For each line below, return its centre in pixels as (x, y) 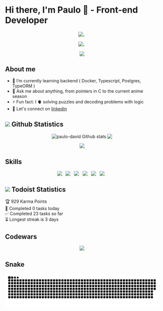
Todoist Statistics (39, 189)
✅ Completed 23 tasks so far (34, 214)
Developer (26, 20)
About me (20, 69)
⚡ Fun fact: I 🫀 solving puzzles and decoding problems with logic (78, 102)
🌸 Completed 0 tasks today (32, 209)
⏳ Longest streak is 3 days (32, 219)
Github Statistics (37, 124)
